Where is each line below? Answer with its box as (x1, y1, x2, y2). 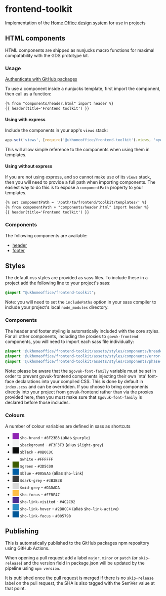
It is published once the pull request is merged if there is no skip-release (5, 575, 154, 581)
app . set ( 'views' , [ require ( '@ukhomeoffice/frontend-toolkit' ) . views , (5, 137, 152, 143)
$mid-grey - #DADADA (19, 484, 60, 490)
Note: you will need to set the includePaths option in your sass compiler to (5, 299, 157, 305)
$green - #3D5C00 (19, 463, 53, 469)
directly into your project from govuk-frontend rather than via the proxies (5, 389, 154, 395)
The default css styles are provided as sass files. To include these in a (5, 275, 148, 281)
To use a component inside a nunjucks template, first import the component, (5, 85, 161, 92)
